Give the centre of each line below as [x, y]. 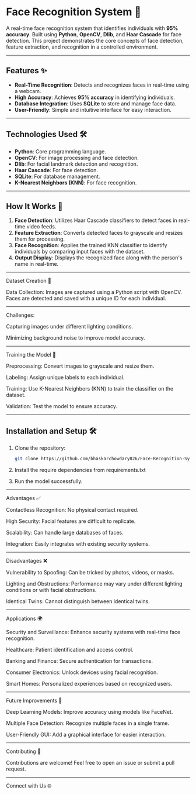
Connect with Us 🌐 [29, 786]
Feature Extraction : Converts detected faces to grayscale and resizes [99, 233]
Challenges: [20, 315]
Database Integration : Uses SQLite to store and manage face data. [95, 103]
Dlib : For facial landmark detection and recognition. [76, 164]
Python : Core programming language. [60, 151]
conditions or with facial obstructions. [51, 590]
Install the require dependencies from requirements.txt [80, 470]
